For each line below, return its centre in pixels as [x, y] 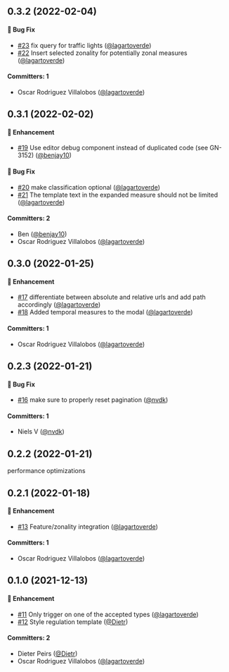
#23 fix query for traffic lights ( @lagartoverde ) [84, 45]
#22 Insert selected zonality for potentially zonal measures [102, 53]
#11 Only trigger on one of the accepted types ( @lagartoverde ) [108, 614]
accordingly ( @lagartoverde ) [59, 305]
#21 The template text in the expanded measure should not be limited [118, 195]
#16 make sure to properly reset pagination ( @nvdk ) [93, 400]
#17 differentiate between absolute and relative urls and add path [111, 297]
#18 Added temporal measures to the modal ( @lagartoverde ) [105, 312]
